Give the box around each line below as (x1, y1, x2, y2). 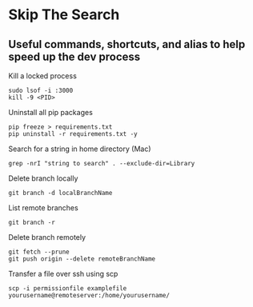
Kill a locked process (8, 71, 78, 81)
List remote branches (8, 203, 78, 213)
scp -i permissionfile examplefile (8, 285, 127, 293)
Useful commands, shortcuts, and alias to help (8, 38, 246, 51)
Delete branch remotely (8, 233, 86, 241)
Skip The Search (8, 6, 120, 24)
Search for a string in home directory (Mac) (8, 144, 151, 153)
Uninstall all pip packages (8, 108, 94, 117)
